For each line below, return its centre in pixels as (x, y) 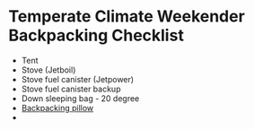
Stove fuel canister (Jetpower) (78, 79)
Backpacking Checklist (96, 35)
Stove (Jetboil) (48, 70)
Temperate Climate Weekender (127, 17)
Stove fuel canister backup (71, 89)
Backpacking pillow (57, 107)
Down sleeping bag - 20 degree (80, 98)
